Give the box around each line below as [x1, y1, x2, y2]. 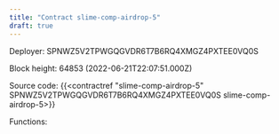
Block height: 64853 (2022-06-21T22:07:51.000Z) [9, 63, 193, 74]
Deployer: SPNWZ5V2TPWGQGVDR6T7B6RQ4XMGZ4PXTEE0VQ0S [9, 45, 259, 56]
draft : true [9, 21, 53, 30]
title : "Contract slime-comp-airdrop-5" [9, 12, 162, 22]
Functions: [9, 116, 48, 127]
